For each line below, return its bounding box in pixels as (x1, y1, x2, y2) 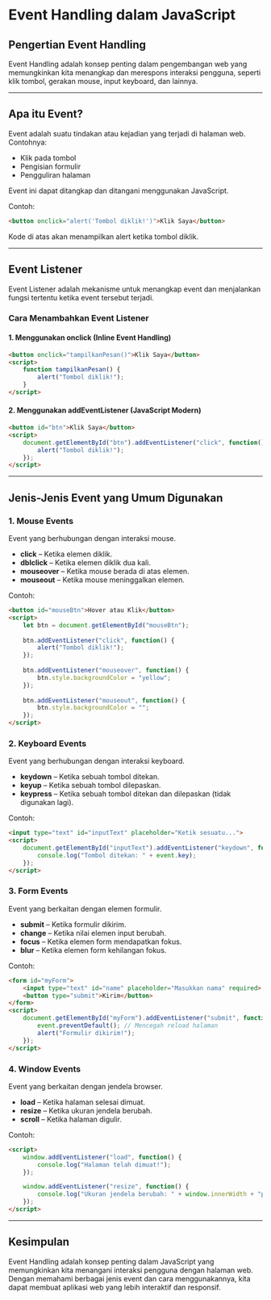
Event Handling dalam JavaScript (8, 6, 236, 24)
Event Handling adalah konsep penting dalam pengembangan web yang (8, 59, 248, 69)
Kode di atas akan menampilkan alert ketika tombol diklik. (8, 232, 199, 241)
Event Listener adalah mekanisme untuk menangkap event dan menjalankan (8, 284, 261, 294)
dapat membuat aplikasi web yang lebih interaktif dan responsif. (8, 1282, 221, 1292)
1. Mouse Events (8, 515, 74, 526)
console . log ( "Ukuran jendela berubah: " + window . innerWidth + (37, 1190, 254, 1198)
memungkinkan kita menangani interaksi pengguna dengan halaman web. (8, 1265, 254, 1275)
